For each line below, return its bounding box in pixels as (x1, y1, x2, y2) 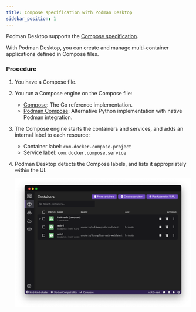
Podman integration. (23, 114, 73, 121)
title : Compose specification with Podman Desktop (6, 9, 133, 15)
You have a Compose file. (14, 78, 77, 85)
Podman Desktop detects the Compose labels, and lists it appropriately (14, 160, 187, 167)
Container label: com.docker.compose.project (23, 142, 132, 150)
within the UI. (14, 167, 47, 174)
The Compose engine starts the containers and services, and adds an (14, 125, 184, 132)
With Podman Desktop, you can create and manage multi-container (6, 44, 169, 51)
